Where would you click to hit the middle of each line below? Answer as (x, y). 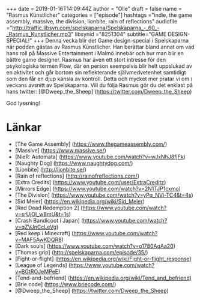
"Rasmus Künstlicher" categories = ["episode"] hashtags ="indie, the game (99, 15)
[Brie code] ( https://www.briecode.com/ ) (65, 284)
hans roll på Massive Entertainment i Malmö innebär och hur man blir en (95, 53)
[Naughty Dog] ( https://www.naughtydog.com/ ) (74, 163)
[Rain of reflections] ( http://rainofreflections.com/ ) (77, 176)
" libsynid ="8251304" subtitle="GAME (119, 34)
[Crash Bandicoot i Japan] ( (49, 220)
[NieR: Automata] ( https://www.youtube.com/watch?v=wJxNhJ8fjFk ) (100, 157)
